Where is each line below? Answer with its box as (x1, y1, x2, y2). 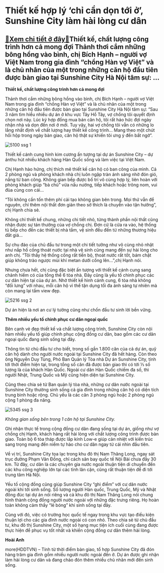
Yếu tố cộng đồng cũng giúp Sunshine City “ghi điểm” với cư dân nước (5, 482, 148, 487)
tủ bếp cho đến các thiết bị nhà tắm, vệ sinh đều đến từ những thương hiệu (5, 227, 156, 233)
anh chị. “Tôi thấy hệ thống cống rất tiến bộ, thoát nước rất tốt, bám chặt (5, 252, 151, 258)
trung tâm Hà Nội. (5, 472, 41, 478)
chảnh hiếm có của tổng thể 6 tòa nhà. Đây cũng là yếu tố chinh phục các (5, 272, 155, 278)
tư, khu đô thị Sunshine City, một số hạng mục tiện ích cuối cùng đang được (5, 522, 159, 528)
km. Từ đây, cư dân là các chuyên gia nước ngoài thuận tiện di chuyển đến (5, 461, 156, 467)
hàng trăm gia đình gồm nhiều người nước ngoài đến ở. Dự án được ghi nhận (5, 552, 160, 557)
